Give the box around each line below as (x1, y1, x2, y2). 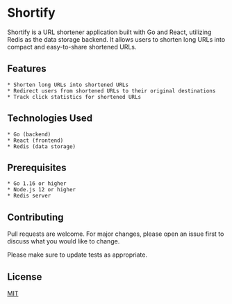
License (7, 271, 42, 282)
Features (7, 63, 47, 74)
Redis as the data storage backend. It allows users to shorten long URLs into (7, 35, 226, 43)
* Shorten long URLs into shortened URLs (7, 81, 129, 88)
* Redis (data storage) (7, 143, 76, 150)
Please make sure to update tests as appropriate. (7, 250, 148, 259)
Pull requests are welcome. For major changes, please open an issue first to (7, 230, 224, 238)
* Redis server (7, 193, 51, 200)
